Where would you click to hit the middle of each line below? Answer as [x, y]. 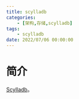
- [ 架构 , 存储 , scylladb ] [45, 23]
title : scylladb [26, 12]
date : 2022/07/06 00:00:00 [40, 40]
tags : [13, 29]
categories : [21, 18]
